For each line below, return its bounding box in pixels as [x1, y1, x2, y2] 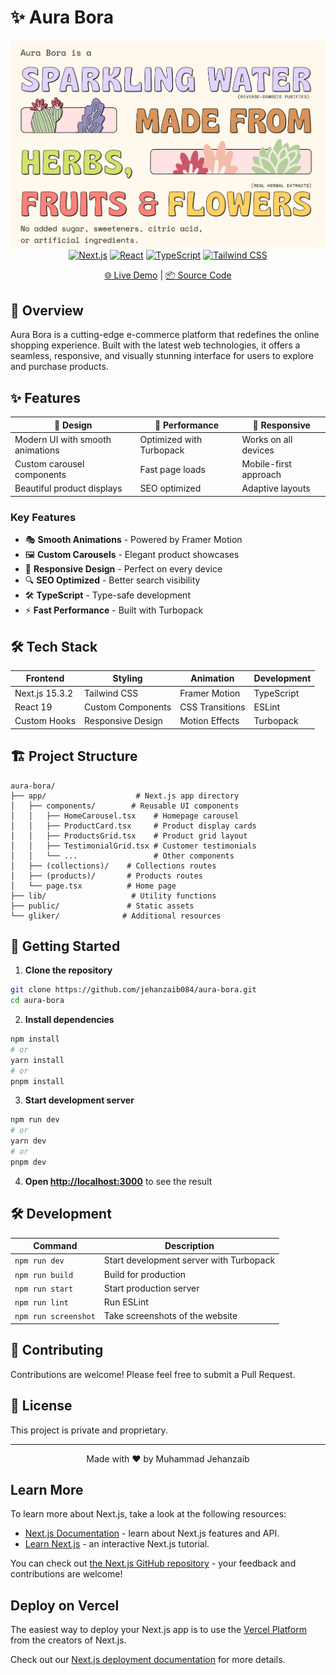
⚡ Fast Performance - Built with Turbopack [24, 604, 204, 616]
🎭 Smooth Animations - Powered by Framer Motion [24, 534, 243, 546]
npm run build [14, 1270, 74, 1280]
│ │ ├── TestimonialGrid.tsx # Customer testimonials [10, 841, 257, 851]
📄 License [10, 1397, 73, 1415]
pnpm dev [10, 1157, 47, 1167]
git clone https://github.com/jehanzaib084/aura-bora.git [10, 985, 257, 995]
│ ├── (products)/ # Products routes [10, 871, 203, 881]
